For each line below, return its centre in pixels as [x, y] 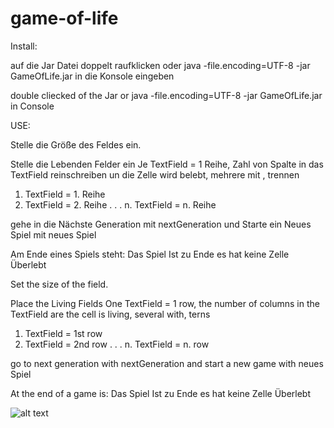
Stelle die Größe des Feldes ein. [76, 144]
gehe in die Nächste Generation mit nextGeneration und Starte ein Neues [161, 224]
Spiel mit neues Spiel [53, 234]
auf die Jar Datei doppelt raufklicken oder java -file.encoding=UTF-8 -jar [160, 65]
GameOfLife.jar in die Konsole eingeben [92, 76]
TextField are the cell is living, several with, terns [110, 314]
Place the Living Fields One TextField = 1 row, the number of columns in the [165, 303]
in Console [32, 106]
